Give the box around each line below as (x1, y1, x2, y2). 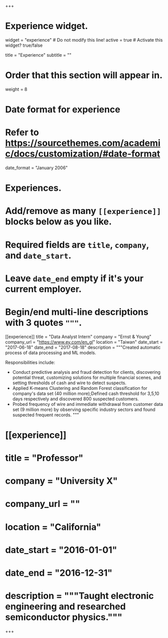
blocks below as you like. (5, 216, 112, 228)
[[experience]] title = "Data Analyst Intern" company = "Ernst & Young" (5, 334, 152, 340)
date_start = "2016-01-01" (5, 544, 117, 556)
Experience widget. (5, 21, 88, 32)
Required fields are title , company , (5, 239, 149, 250)
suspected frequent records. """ (12, 411, 79, 417)
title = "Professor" (5, 453, 84, 464)
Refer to (5, 127, 39, 138)
